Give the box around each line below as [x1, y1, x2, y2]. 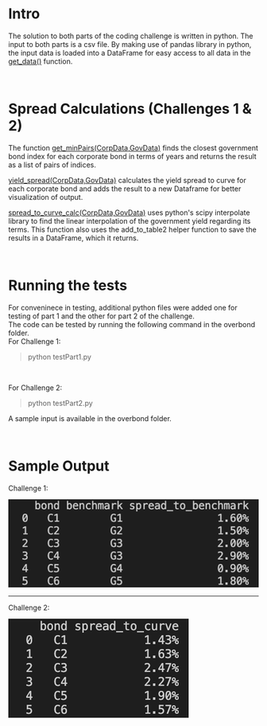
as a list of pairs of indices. [8, 160, 97, 170]
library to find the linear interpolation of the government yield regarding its [8, 216, 251, 225]
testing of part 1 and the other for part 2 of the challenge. [8, 311, 195, 321]
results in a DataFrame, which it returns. [8, 232, 139, 243]
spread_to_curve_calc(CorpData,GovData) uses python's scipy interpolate [8, 208, 250, 217]
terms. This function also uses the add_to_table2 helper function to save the [8, 224, 257, 234]
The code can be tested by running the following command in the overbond [8, 319, 256, 329]
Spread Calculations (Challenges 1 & [8, 100, 252, 118]
